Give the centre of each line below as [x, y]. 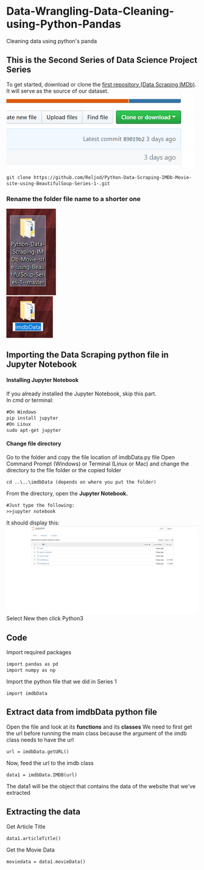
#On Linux [19, 424]
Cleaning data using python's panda [52, 41]
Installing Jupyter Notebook [43, 380]
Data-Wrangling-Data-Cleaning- [90, 11]
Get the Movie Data [30, 850]
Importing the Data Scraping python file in [88, 355]
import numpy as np [31, 670]
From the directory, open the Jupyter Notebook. [67, 493]
